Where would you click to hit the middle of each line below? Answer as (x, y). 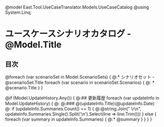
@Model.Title (33, 45)
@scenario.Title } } (24, 88)
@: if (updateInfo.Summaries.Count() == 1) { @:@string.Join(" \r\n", (73, 109)
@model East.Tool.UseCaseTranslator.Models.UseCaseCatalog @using (77, 7)
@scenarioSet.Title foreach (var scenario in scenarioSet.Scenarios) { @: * (80, 83)
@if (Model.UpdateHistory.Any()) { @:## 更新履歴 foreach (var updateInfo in (82, 98)
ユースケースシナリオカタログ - (68, 34)
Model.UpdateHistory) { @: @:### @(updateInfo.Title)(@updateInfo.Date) (80, 104)
